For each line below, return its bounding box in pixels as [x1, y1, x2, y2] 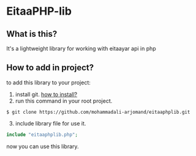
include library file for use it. [15, 119, 86, 127]
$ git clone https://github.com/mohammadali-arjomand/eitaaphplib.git [6, 109, 190, 115]
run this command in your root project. [15, 97, 113, 105]
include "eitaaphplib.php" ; [6, 132, 78, 138]
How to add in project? [6, 62, 94, 73]
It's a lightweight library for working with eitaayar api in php [6, 45, 156, 52]
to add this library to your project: [6, 78, 91, 86]
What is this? [6, 29, 58, 39]
